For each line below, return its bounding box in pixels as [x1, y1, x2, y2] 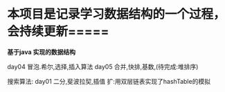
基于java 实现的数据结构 [7, 48, 76, 56]
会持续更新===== [7, 24, 109, 39]
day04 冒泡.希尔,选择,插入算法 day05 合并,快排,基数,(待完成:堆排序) [7, 62, 199, 71]
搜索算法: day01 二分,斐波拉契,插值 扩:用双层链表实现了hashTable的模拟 [7, 77, 211, 85]
